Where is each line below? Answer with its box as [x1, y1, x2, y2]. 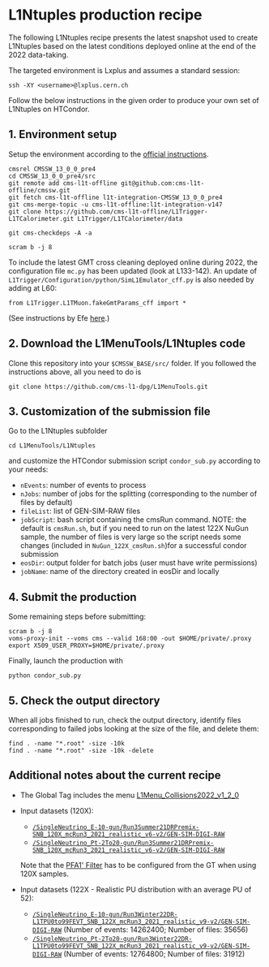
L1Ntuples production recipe [8, 6, 203, 24]
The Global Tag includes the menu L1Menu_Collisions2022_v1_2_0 [19, 790, 240, 800]
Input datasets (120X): [19, 805, 94, 815]
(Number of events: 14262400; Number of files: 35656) [63, 924, 249, 935]
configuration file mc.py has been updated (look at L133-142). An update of [8, 265, 258, 275]
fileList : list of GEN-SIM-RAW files [19, 506, 141, 516]
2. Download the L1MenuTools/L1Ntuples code [8, 337, 246, 351]
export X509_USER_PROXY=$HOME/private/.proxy [8, 641, 164, 650]
